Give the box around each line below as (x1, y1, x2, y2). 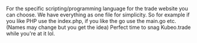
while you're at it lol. (6, 30, 55, 37)
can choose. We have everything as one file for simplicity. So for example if (6, 11, 190, 18)
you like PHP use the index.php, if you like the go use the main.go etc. (6, 18, 176, 24)
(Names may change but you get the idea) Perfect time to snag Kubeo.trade (6, 24, 191, 31)
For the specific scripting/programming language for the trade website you (6, 5, 188, 12)
